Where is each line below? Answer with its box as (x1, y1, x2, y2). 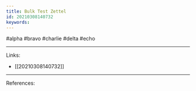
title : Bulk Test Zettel (6, 8, 66, 14)
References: (6, 79, 35, 87)
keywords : (6, 19, 30, 25)
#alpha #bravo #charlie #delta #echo (6, 35, 95, 42)
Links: (6, 52, 20, 59)
